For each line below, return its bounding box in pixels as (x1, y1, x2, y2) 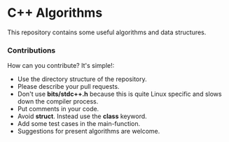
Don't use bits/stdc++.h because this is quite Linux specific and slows (17, 90, 222, 99)
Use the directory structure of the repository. (17, 75, 147, 83)
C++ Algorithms (7, 5, 103, 21)
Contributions (7, 45, 56, 55)
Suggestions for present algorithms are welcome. (17, 127, 160, 136)
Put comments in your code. (17, 105, 99, 113)
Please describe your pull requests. (17, 83, 120, 91)
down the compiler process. (17, 97, 99, 106)
